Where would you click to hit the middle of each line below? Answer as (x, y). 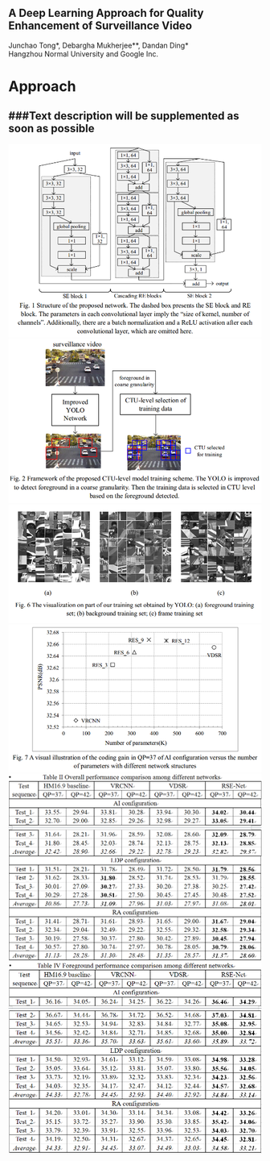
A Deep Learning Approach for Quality (106, 13)
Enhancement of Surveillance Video (100, 26)
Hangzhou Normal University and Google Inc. (84, 54)
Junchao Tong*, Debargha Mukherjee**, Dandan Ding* (98, 45)
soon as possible (51, 129)
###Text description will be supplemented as (124, 116)
